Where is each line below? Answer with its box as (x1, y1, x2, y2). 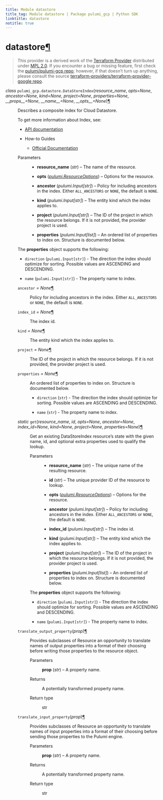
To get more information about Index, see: (17, 117, 101, 123)
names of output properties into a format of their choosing (30, 643, 147, 649)
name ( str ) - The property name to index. (36, 409, 118, 415)
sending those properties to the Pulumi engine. (30, 734, 124, 740)
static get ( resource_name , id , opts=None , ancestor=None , (17, 419, 135, 425)
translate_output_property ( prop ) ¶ (17, 628, 87, 634)
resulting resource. (49, 468, 87, 474)
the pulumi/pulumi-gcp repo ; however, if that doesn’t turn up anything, (17, 68, 158, 74)
